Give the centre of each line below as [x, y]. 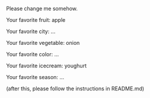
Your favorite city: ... [31, 31]
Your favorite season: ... [35, 77]
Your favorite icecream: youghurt [47, 66]
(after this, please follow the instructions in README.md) [75, 89]
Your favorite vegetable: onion [43, 43]
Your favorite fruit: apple [36, 20]
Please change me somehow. [42, 9]
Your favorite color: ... [33, 54]
